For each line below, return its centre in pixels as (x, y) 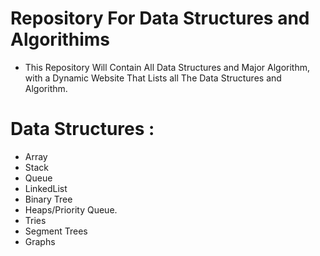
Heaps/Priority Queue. (71, 209)
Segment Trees (56, 231)
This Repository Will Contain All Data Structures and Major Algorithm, (167, 67)
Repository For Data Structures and (160, 18)
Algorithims (60, 39)
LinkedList (46, 188)
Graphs (40, 241)
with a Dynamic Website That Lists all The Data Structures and (153, 78)
